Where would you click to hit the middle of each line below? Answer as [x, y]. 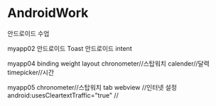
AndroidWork [48, 13]
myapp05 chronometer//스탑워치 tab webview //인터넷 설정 [92, 87]
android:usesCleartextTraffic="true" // [63, 95]
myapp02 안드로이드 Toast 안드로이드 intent [70, 48]
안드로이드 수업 [28, 33]
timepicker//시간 [31, 72]
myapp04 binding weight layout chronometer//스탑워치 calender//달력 [108, 63]
